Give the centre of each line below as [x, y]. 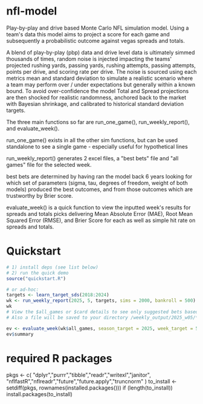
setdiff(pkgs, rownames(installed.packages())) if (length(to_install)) [90, 388]
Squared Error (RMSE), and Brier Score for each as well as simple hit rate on [101, 220]
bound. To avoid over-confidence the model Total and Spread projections [98, 91]
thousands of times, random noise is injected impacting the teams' [89, 59]
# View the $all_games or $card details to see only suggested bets [94, 312]
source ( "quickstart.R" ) [36, 279]
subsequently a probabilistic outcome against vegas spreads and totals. [96, 41]
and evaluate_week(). [33, 128]
